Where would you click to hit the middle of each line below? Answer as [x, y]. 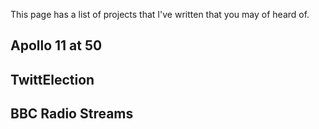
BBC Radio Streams [72, 114]
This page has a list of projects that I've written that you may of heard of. [160, 14]
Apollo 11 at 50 [56, 45]
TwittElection [52, 79]
